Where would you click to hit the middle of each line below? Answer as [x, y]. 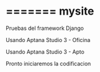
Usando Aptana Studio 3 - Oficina [48, 40]
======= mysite [50, 11]
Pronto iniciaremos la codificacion [48, 63]
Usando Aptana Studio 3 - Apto [45, 52]
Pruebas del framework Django [45, 28]
